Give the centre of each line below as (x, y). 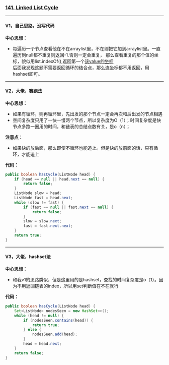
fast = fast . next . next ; (48, 226)
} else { (32, 330)
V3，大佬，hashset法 (28, 257)
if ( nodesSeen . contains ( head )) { (58, 320)
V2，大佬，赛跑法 (24, 91)
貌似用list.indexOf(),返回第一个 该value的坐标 (67, 61)
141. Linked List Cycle (32, 8)
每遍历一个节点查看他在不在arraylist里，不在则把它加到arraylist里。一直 (87, 48)
